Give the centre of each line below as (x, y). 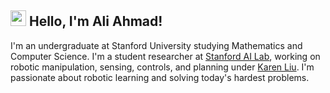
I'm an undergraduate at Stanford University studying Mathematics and (156, 45)
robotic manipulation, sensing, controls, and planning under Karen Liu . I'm (162, 67)
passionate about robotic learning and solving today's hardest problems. (160, 77)
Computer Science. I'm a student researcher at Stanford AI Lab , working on (165, 56)
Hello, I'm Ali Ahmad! (95, 21)
